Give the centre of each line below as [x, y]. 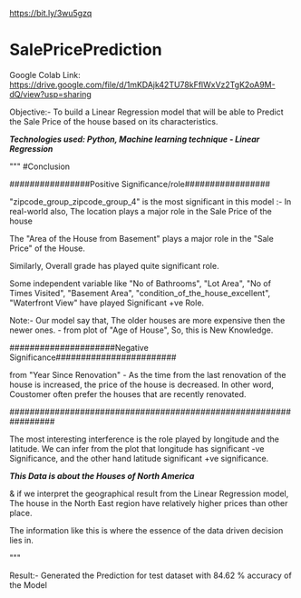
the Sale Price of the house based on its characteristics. [114, 121]
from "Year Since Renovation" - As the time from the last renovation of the [148, 374]
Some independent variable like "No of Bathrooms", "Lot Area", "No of [141, 283]
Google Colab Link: [45, 75]
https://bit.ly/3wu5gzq [51, 13]
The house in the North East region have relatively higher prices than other [149, 503]
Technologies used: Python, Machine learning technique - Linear [135, 139]
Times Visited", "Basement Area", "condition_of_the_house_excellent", [140, 293]
